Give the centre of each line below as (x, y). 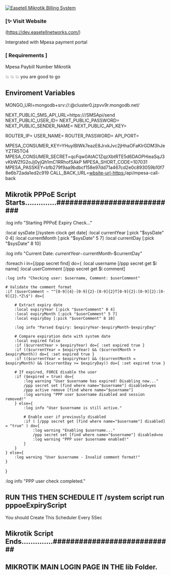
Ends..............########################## (86, 541)
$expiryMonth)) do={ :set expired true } (50, 355)
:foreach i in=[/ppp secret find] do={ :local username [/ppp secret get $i (81, 263)
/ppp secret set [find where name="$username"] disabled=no (98, 435)
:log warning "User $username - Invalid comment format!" (77, 457)
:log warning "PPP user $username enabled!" (81, 439)
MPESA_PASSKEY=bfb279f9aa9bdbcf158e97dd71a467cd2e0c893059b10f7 (85, 168)
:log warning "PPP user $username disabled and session (84, 395)
